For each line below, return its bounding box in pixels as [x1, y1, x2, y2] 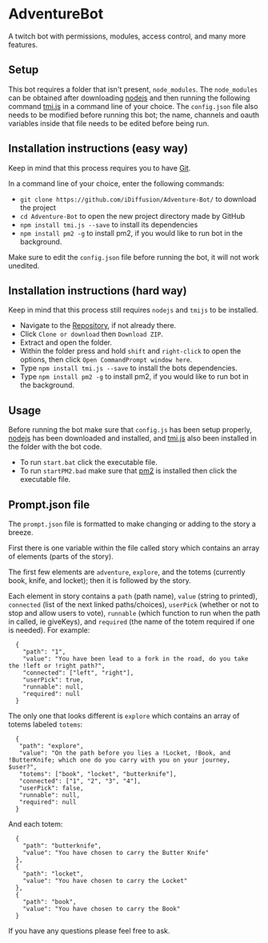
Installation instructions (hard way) [8, 284, 187, 297]
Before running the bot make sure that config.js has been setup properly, [8, 425, 252, 435]
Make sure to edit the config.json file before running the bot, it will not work [8, 252, 260, 261]
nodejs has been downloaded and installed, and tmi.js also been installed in [8, 434, 258, 443]
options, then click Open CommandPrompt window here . [19, 354, 193, 365]
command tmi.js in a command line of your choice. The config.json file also [8, 101, 258, 111]
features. [8, 39, 38, 49]
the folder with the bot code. [8, 442, 102, 451]
